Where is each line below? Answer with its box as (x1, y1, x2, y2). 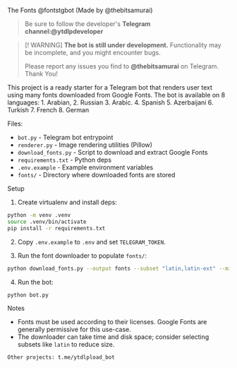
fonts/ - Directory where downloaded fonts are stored (17, 171, 176, 179)
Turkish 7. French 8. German (7, 106, 90, 114)
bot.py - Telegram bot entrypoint (17, 133, 114, 141)
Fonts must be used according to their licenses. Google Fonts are (17, 318, 207, 326)
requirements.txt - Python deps (17, 155, 111, 164)
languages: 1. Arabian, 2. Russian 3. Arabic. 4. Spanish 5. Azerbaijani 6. (7, 98, 214, 107)
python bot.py (7, 291, 49, 299)
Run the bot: (17, 278, 54, 286)
